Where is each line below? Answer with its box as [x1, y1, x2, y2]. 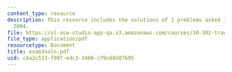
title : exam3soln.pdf [7, 49, 70, 56]
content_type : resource [7, 10, 76, 17]
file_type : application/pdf [7, 36, 88, 43]
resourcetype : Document [7, 42, 76, 49]
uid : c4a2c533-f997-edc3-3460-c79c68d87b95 [7, 55, 135, 62]
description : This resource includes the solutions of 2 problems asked [7, 16, 221, 23]
